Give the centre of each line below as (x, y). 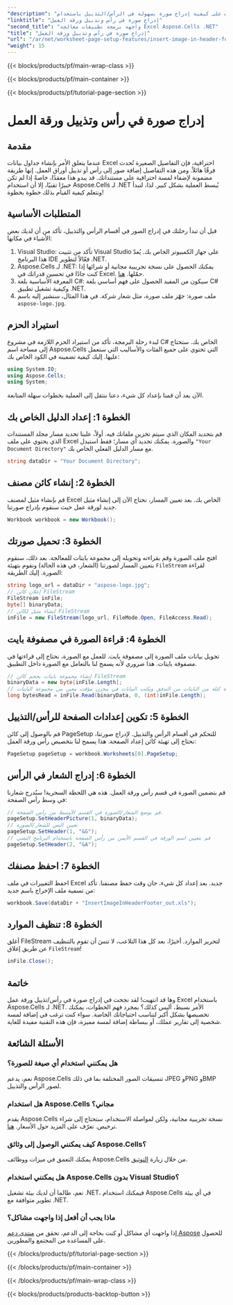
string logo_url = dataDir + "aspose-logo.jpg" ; (79, 586)
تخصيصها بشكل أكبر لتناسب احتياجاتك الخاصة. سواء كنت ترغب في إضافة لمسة (108, 1014)
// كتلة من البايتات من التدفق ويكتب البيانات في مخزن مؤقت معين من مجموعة (114, 689)
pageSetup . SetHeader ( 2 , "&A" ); (52, 844)
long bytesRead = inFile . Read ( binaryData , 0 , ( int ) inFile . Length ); (107, 696)
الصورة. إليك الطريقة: (35, 572)
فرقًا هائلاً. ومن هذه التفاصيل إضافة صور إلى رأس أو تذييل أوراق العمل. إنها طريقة (111, 170)
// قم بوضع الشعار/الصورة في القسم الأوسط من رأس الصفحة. (86, 812)
